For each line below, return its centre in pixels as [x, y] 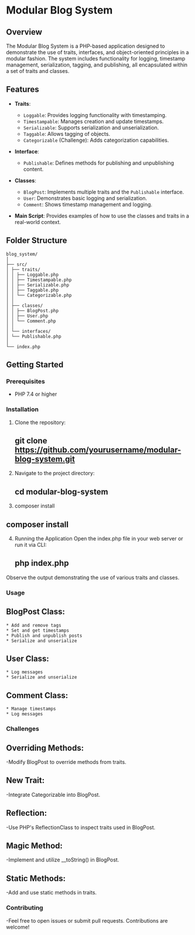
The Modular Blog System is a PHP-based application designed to [85, 46]
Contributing [25, 908]
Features [23, 90]
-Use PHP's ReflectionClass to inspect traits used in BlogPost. [81, 827]
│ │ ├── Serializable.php [37, 285]
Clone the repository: [40, 422]
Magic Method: [35, 845]
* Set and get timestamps [37, 630]
